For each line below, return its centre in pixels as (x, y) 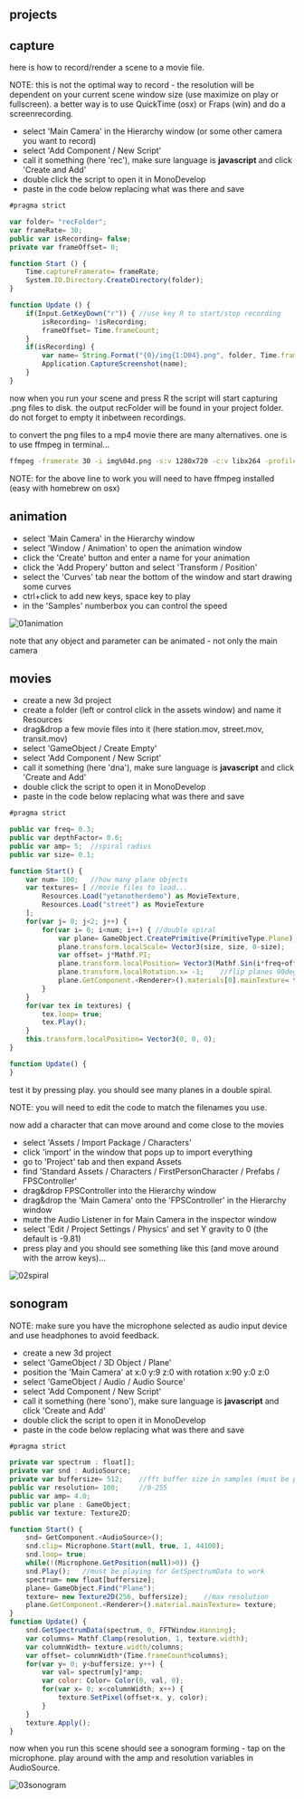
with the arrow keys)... (64, 1258)
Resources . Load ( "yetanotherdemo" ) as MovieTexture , (142, 896)
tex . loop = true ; (72, 1014)
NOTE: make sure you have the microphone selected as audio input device (148, 1326)
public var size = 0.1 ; (52, 854)
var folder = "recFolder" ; (58, 222)
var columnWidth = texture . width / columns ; (104, 1647)
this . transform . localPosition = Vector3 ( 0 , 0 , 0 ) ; (121, 1040)
